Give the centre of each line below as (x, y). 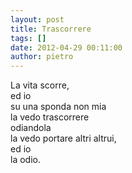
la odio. (25, 160)
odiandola (31, 128)
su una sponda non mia (58, 107)
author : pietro (42, 57)
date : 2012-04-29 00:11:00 (66, 47)
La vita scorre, (40, 85)
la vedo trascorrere (50, 117)
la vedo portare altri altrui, (63, 138)
